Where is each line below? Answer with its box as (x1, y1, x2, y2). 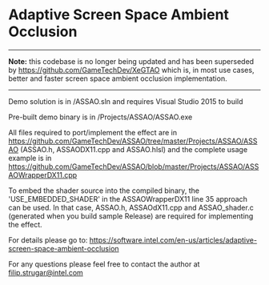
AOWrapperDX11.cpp (8, 170, 78, 179)
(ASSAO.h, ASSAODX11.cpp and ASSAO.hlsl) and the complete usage (19, 144, 248, 154)
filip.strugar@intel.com (8, 267, 84, 277)
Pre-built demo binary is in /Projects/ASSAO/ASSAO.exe (8, 112, 193, 122)
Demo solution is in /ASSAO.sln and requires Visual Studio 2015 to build (8, 96, 243, 106)
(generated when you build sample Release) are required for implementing (8, 211, 254, 221)
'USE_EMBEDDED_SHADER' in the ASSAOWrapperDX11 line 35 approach (8, 194, 248, 203)
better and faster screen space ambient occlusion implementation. (8, 74, 227, 83)
